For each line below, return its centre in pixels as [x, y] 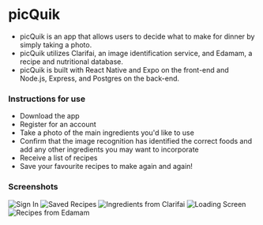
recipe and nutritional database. [71, 62]
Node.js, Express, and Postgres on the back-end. [100, 78]
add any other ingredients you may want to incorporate [109, 150]
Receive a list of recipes [58, 158]
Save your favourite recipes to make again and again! [106, 167]
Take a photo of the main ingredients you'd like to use [107, 133]
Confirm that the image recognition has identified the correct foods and [136, 141]
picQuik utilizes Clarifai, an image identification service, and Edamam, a [136, 53]
